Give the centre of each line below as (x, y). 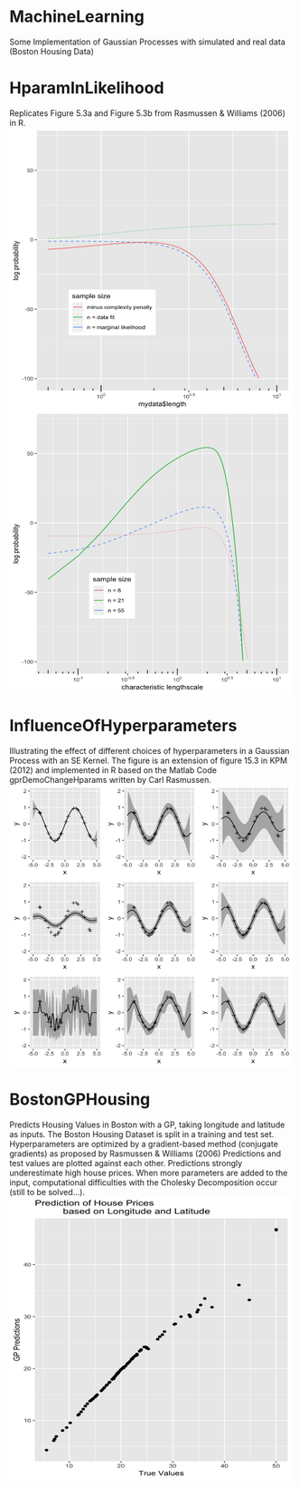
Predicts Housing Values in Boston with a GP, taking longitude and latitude (147, 1125)
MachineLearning (77, 17)
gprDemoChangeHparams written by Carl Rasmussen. (111, 779)
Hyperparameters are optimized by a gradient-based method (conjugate (144, 1144)
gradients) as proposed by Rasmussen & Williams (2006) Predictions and (145, 1154)
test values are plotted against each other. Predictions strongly (126, 1163)
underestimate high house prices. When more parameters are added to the (149, 1173)
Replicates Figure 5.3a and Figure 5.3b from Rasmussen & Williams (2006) (148, 113)
